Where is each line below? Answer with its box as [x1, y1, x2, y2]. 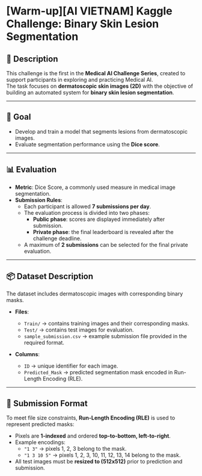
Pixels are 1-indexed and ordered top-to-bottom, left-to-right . [14, 432, 171, 440]
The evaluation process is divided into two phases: [23, 209, 150, 216]
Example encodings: [14, 439, 66, 446]
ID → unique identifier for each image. [23, 362, 118, 369]
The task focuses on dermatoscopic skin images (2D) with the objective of [6, 82, 194, 90]
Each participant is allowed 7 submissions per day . [23, 203, 151, 210]
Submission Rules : [14, 196, 63, 203]
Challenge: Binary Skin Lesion [6, 17, 159, 31]
